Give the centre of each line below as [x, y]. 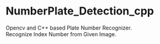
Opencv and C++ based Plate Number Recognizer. [69, 28]
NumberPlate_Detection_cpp [80, 11]
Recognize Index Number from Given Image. [61, 34]
